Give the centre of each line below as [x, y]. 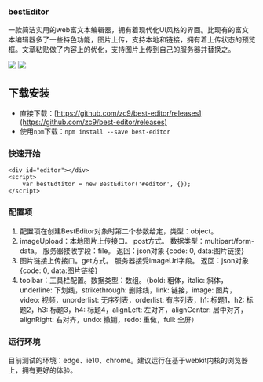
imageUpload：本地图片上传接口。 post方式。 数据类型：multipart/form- [137, 241]
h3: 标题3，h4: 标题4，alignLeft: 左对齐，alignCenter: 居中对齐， [143, 310]
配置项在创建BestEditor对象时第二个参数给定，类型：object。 [119, 231]
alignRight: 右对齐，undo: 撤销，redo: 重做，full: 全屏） [109, 319]
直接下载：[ [38, 113]
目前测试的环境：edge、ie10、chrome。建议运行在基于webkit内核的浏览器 [128, 360]
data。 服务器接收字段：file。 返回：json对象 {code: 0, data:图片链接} [132, 251]
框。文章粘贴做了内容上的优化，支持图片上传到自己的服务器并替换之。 [122, 50]
